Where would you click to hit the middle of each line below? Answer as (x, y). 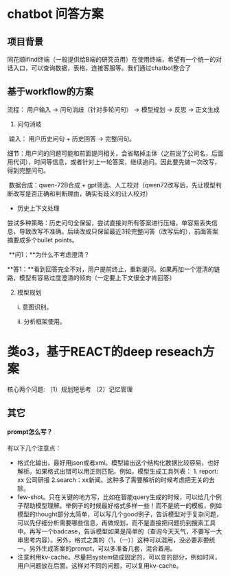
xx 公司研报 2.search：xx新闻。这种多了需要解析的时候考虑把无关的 (113, 480)
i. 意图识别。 (35, 307)
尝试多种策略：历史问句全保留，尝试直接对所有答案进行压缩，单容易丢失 (109, 222)
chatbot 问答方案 (56, 14)
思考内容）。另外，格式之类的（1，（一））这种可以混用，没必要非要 (116, 540)
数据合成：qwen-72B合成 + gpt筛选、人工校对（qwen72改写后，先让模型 (112, 185)
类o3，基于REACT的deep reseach (105, 352)
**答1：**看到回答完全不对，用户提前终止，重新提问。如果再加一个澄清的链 (114, 269)
